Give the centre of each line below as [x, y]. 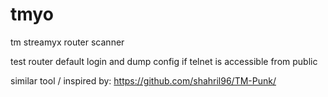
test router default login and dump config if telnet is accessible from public [164, 61]
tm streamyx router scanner [67, 42]
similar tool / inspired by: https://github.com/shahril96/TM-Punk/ [143, 80]
